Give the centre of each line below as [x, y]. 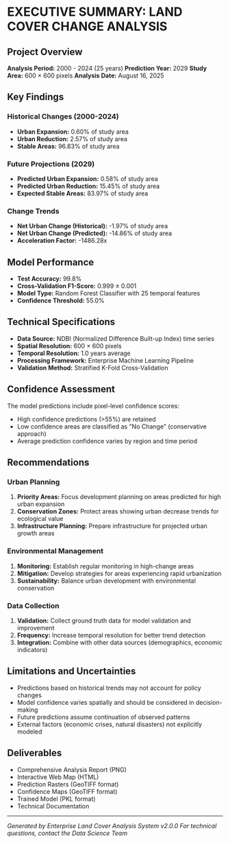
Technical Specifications [61, 322]
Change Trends [33, 211]
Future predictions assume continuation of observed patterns [103, 716]
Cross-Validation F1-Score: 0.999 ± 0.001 [77, 286]
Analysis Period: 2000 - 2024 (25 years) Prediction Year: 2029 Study [107, 68]
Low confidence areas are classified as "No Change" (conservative [112, 426]
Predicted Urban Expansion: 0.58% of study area [88, 178]
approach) [31, 433]
